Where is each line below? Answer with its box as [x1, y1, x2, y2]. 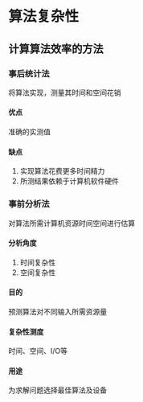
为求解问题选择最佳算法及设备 [8, 385, 107, 395]
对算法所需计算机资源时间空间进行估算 [8, 218, 135, 228]
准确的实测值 [8, 127, 51, 137]
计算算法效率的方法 [8, 42, 104, 55]
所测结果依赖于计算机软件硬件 [19, 176, 119, 186]
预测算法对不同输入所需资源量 [8, 306, 107, 316]
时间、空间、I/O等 [8, 347, 68, 356]
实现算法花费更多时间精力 [19, 166, 105, 176]
